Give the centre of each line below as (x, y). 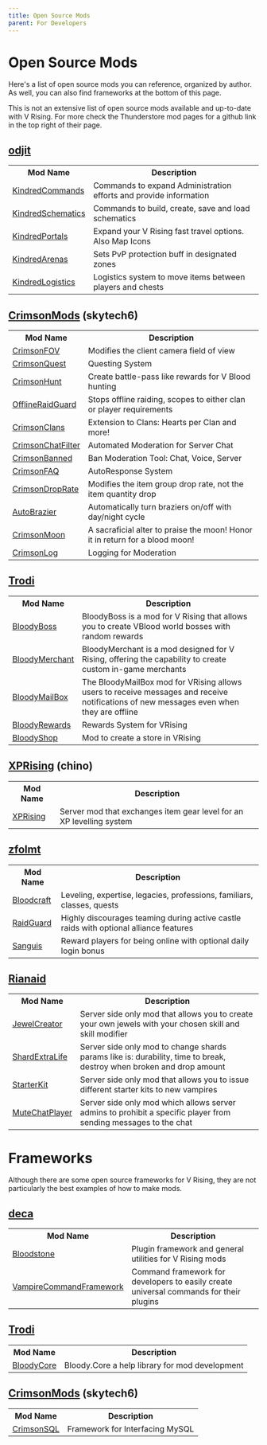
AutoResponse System (130, 471)
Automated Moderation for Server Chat (161, 445)
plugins (145, 1302)
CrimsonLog (35, 553)
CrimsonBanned (43, 459)
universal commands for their (186, 1292)
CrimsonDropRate (46, 489)
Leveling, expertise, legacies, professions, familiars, (157, 895)
